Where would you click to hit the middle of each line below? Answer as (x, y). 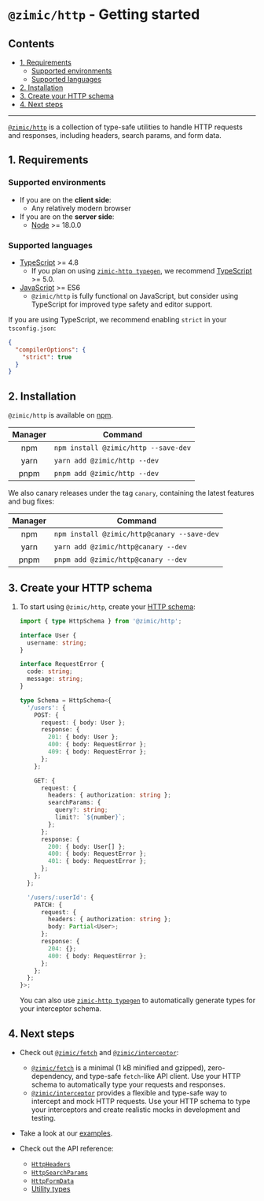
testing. (44, 1118)
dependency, (53, 1076)
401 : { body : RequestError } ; (97, 861)
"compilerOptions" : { (51, 350)
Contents (31, 44)
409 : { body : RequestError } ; (97, 752)
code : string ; (50, 671)
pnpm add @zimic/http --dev (106, 474)
